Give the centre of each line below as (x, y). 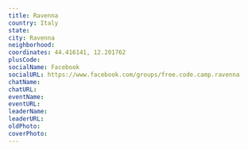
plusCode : (25, 60)
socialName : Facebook (44, 67)
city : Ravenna (32, 38)
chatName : (25, 82)
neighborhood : (32, 45)
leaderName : (28, 112)
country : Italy (33, 23)
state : (19, 30)
